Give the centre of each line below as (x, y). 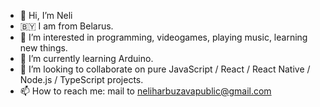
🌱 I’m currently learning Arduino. (86, 58)
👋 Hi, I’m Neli (46, 15)
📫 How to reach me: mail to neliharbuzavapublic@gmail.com (145, 91)
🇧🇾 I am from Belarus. (66, 26)
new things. (43, 48)
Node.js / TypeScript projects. (81, 79)
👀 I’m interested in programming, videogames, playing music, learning (163, 37)
